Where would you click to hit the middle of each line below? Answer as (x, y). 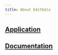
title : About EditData (28, 10)
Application (23, 30)
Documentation (29, 46)
